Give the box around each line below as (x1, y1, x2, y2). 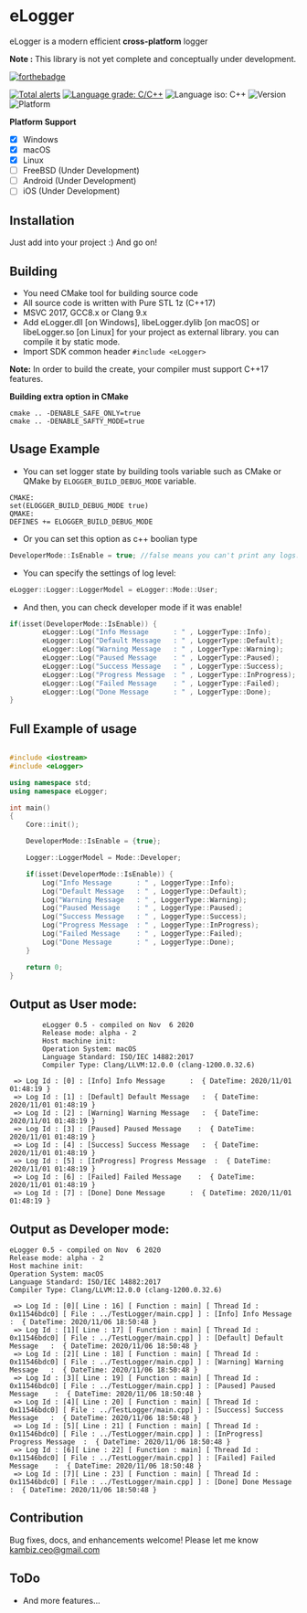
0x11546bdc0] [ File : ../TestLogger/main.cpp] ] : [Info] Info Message (9, 1310, 292, 1319)
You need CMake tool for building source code (22, 287, 198, 298)
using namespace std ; (9, 778, 92, 787)
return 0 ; (26, 962, 64, 971)
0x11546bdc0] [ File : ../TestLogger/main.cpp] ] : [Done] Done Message (9, 1478, 292, 1487)
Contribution (9, 1510, 84, 1526)
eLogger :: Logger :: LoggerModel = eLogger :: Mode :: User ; (9, 585, 219, 594)
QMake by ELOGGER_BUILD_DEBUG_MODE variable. (22, 475, 196, 486)
